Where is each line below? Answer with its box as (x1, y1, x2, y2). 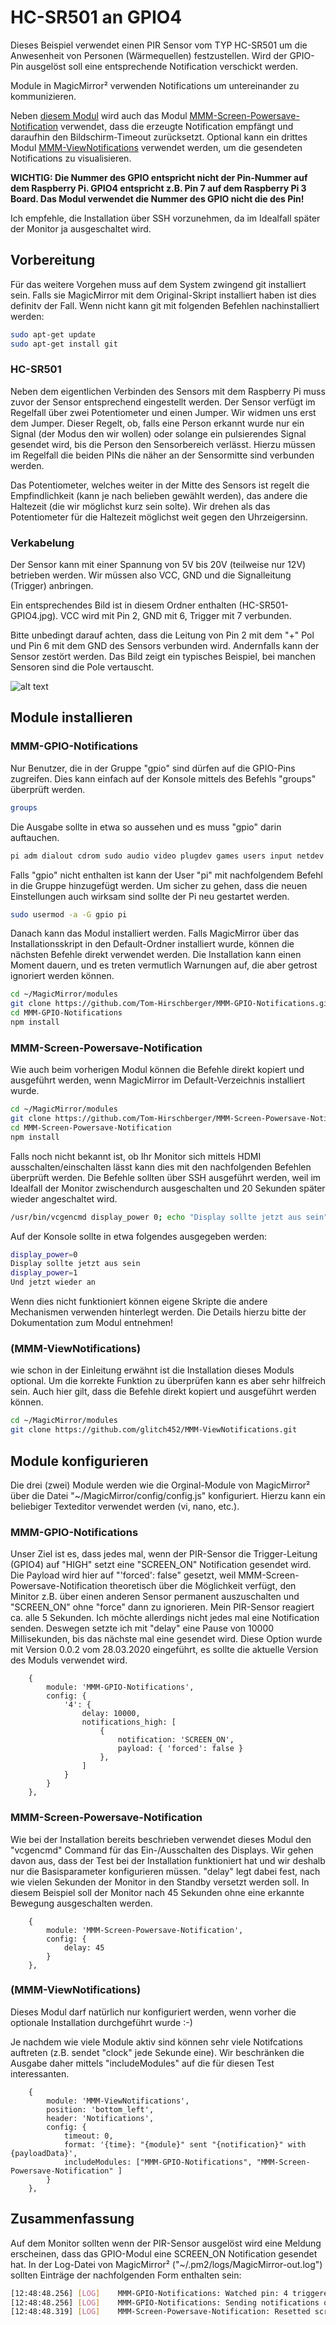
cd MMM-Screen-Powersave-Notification (10, 1122, 172, 1133)
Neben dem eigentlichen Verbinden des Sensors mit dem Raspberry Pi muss (10, 385, 326, 397)
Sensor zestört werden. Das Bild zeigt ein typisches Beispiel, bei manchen (10, 651, 316, 663)
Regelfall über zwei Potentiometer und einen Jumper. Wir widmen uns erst (10, 406, 317, 418)
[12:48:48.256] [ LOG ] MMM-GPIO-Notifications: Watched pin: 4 (10, 2288, 288, 2298)
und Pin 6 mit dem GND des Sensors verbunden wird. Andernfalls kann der (10, 640, 320, 652)
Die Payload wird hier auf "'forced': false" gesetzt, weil (10, 1569, 237, 1581)
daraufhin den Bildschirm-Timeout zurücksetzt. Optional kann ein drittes (10, 131, 308, 143)
